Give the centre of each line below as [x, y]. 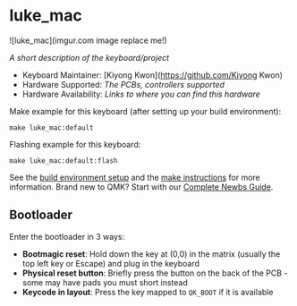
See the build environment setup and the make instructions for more [135, 177]
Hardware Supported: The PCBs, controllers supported [123, 84]
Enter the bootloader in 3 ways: [67, 236]
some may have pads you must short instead [105, 282]
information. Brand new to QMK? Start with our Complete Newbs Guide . [141, 187]
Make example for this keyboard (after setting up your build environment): [145, 111]
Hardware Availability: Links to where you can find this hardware [141, 94]
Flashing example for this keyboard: [75, 144]
